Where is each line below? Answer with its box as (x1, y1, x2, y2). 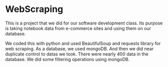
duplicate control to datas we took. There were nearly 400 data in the (5, 51, 149, 57)
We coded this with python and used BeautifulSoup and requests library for (5, 40, 161, 46)
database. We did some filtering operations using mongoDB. (5, 56, 130, 62)
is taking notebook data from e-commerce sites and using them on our (5, 25, 151, 31)
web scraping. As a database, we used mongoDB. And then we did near (5, 45, 154, 51)
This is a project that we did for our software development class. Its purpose (5, 20, 163, 26)
